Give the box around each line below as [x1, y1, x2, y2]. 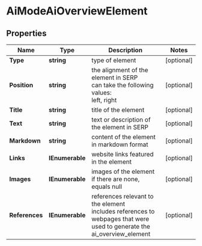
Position [9, 81, 34, 89]
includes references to [91, 208, 155, 215]
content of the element [91, 133, 156, 141]
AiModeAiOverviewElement [6, 4, 148, 18]
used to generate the [91, 223, 150, 230]
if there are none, [91, 175, 140, 183]
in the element [91, 158, 132, 166]
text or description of [91, 115, 151, 124]
